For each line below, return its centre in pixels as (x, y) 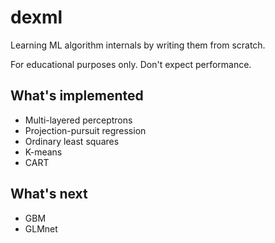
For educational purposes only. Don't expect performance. (131, 64)
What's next (49, 194)
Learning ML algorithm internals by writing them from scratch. (138, 45)
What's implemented (77, 96)
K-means (43, 152)
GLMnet (41, 228)
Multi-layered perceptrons (78, 120)
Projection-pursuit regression (85, 130)
